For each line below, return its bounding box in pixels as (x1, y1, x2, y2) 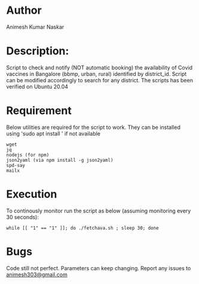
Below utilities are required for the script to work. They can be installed (6, 124, 180, 131)
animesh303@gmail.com (6, 271, 68, 278)
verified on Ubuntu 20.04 (6, 83, 69, 90)
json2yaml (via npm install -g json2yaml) (6, 157, 114, 163)
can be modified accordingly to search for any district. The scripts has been (6, 76, 193, 84)
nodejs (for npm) (6, 152, 50, 158)
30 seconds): (6, 213, 39, 221)
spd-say (6, 162, 26, 168)
